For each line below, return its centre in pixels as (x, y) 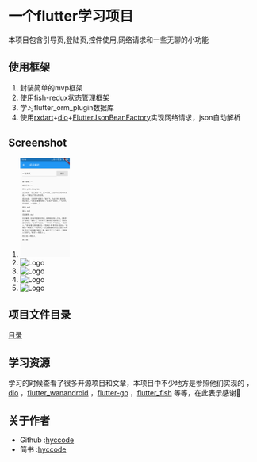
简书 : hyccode (43, 449)
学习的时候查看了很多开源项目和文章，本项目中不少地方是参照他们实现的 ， (131, 383)
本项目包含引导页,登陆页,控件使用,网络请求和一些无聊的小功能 (109, 40)
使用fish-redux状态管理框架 (65, 97)
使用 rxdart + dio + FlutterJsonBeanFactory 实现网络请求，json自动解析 (130, 117)
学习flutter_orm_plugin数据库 (67, 107)
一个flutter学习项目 (71, 16)
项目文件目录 (40, 314)
